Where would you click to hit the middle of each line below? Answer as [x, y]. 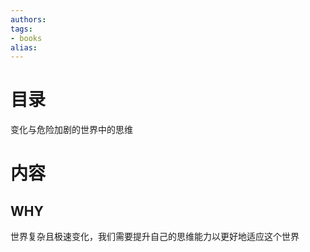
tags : [21, 29]
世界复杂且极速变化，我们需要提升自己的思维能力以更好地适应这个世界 [155, 237]
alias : [24, 47]
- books [26, 38]
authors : [28, 19]
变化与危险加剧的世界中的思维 [71, 130]
